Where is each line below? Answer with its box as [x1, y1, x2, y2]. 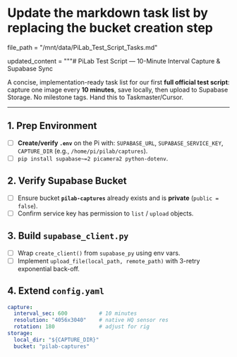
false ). [17, 201, 38, 210]
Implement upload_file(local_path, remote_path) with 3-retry [17, 256, 200, 265]
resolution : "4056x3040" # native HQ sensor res [13, 317, 169, 324]
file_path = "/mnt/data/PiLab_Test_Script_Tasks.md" [7, 43, 158, 51]
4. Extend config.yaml [7, 285, 104, 297]
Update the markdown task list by [7, 5, 208, 21]
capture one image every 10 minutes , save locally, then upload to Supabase [7, 85, 229, 94]
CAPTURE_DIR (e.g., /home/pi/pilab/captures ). [17, 146, 148, 155]
